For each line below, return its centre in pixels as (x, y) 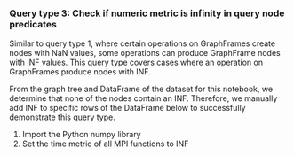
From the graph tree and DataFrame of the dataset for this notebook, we (141, 89)
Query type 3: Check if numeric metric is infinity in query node (147, 13)
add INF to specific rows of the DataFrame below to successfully (127, 108)
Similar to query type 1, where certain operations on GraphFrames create (143, 43)
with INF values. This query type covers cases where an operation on (136, 62)
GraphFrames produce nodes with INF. (80, 72)
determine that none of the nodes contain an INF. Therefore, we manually (143, 98)
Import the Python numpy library (81, 135)
